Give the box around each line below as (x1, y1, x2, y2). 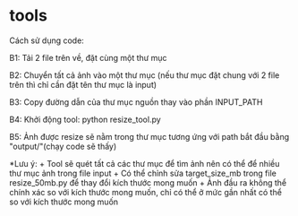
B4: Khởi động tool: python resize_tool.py (9, 114, 161, 125)
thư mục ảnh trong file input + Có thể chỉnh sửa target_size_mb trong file (9, 168, 277, 178)
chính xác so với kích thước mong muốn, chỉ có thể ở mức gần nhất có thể (9, 186, 282, 197)
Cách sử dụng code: (9, 35, 85, 46)
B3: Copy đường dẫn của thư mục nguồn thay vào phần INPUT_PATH (9, 96, 263, 108)
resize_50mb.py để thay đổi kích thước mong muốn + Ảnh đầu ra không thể (9, 177, 287, 188)
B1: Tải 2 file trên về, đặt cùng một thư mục (9, 52, 167, 63)
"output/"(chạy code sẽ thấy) (9, 141, 117, 151)
